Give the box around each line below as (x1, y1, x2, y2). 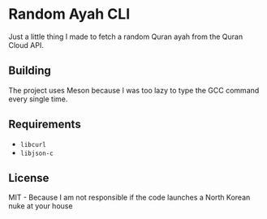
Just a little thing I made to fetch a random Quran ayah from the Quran (8, 32, 243, 41)
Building (8, 64, 51, 78)
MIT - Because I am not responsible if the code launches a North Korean (8, 192, 251, 203)
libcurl (19, 140, 46, 148)
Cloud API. (8, 40, 45, 49)
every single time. (8, 94, 68, 104)
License (8, 171, 50, 185)
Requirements (8, 118, 81, 131)
